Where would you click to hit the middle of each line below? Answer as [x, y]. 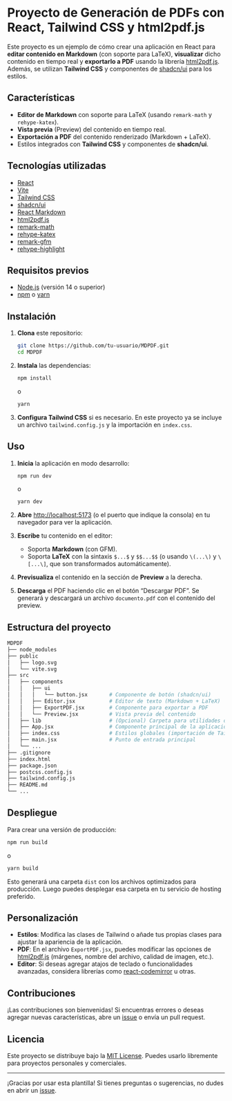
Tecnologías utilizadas [57, 166]
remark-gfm [34, 241]
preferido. [21, 896]
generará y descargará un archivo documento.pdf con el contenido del [116, 598]
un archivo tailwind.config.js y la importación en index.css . [105, 425]
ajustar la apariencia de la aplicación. [70, 942]
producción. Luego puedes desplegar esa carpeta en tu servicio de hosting [114, 889]
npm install [34, 378]
